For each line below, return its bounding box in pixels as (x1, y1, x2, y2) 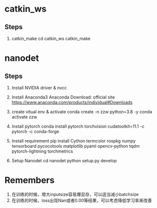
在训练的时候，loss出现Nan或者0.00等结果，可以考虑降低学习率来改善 (11, 197, 152, 203)
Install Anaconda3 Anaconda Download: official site (11, 94, 115, 100)
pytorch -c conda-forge (11, 129, 59, 134)
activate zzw (11, 114, 37, 120)
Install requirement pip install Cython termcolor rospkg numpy (11, 138, 136, 144)
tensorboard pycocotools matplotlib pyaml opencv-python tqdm (11, 143, 140, 149)
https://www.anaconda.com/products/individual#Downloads (11, 100, 133, 105)
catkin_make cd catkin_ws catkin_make (11, 35, 91, 41)
